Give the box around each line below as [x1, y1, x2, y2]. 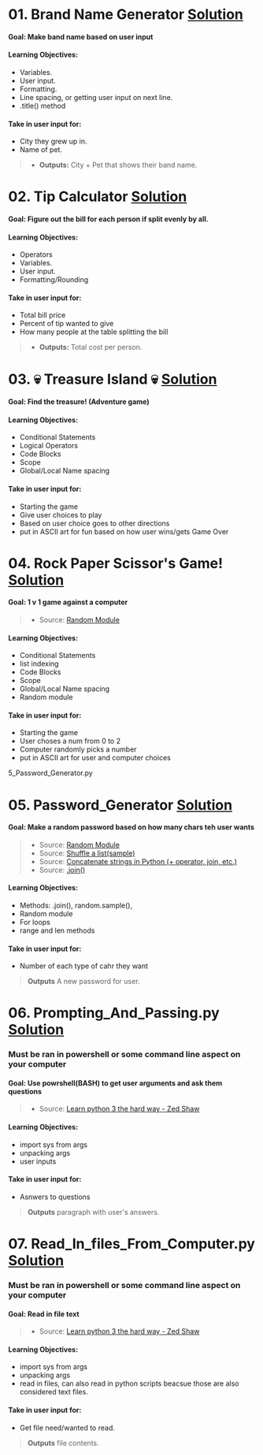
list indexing [19, 659, 59, 669]
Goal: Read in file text [8, 1309, 80, 1319]
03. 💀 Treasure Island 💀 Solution [8, 370, 217, 388]
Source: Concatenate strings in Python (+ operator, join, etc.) [39, 856, 238, 866]
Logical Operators [19, 441, 79, 451]
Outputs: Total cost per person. [39, 343, 143, 352]
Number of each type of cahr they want [19, 961, 148, 971]
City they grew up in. [19, 136, 88, 147]
